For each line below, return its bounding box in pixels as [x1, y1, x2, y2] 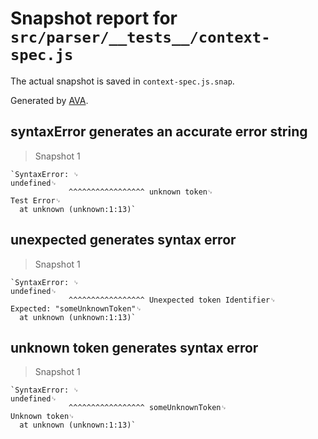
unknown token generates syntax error [10, 339, 259, 356]
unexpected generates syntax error [10, 232, 237, 249]
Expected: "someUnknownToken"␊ [10, 303, 142, 314]
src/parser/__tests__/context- [10, 28, 271, 47]
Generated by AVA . [10, 94, 89, 106]
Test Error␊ [10, 195, 62, 206]
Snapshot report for [10, 7, 178, 30]
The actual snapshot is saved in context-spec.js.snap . [10, 75, 235, 87]
